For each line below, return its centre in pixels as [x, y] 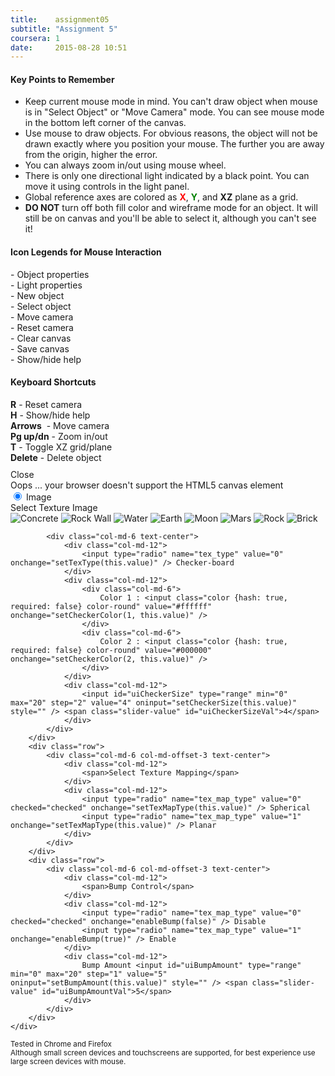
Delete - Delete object [56, 457]
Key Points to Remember [62, 79]
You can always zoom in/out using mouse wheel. [125, 165]
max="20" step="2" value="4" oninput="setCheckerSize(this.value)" [154, 702]
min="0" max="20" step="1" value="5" [89, 974]
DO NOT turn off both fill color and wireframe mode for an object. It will [171, 208]
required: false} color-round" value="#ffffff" [111, 606]
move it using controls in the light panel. [107, 187]
